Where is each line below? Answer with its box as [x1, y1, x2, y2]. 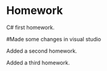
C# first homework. [6, 24, 55, 31]
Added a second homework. [6, 47, 77, 55]
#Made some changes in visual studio [6, 35, 102, 42]
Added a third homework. [6, 59, 70, 66]
